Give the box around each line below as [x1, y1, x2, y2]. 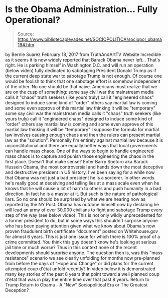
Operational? [5, 14, 61, 26]
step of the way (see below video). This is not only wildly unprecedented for [5, 212, 162, 218]
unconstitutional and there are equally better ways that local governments [5, 142, 158, 148]
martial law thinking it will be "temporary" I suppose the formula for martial [5, 126, 159, 132]
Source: [17, 31, 34, 37]
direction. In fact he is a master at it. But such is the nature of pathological [5, 191, 158, 197]
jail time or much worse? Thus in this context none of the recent [5, 244, 137, 250]
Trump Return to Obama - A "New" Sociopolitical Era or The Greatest [5, 281, 148, 288]
